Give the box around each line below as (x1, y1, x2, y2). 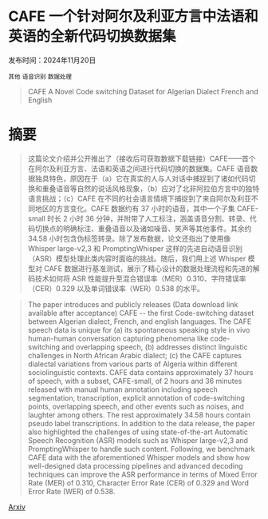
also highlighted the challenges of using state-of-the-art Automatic (27, 427, 249, 437)
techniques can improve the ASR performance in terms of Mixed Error (27, 469, 258, 479)
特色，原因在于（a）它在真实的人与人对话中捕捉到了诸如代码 (49, 174, 249, 183)
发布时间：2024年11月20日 (8, 55, 97, 65)
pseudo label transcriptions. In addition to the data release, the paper (27, 418, 255, 428)
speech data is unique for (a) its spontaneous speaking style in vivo (27, 325, 250, 334)
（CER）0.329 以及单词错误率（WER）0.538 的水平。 (27, 283, 205, 293)
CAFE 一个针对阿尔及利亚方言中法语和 (8, 7, 258, 26)
